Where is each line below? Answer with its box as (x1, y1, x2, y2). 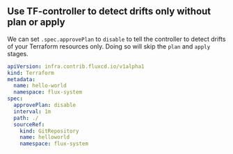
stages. (7, 49, 29, 58)
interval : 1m (13, 108, 51, 115)
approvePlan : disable (13, 102, 77, 109)
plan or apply (7, 17, 65, 28)
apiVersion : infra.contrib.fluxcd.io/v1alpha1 (7, 62, 145, 70)
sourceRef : (13, 121, 45, 128)
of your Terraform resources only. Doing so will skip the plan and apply (7, 42, 211, 51)
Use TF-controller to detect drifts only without (7, 6, 211, 17)
